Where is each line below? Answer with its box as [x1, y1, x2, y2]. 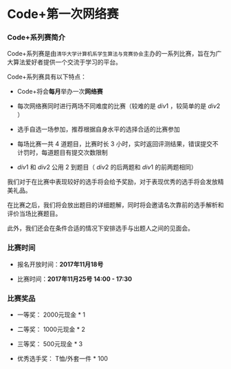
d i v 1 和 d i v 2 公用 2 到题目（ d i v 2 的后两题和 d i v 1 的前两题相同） [16, 163, 197, 171]
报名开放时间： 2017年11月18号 [16, 260, 104, 268]
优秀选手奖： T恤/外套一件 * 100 [16, 355, 109, 363]
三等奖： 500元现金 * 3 [16, 340, 83, 348]
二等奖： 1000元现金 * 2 [16, 325, 86, 334]
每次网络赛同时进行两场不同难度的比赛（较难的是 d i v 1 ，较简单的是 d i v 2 [16, 102, 221, 110]
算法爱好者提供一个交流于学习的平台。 [12, 58, 122, 66]
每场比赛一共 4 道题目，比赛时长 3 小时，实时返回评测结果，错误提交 [16, 140, 213, 148]
